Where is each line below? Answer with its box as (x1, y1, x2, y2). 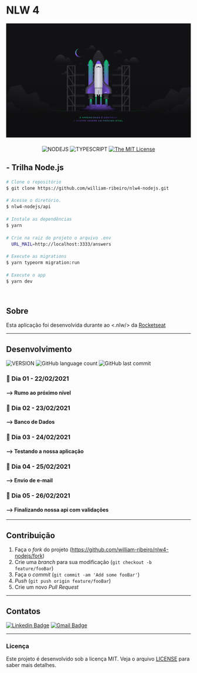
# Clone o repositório (6, 179, 62, 185)
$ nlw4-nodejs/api (6, 204, 51, 210)
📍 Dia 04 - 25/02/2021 (6, 462, 70, 470)
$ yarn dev (6, 278, 33, 284)
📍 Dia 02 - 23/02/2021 (6, 404, 70, 412)
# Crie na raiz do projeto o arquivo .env (6, 235, 111, 241)
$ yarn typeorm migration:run (6, 260, 80, 266)
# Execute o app (6, 272, 46, 278)
